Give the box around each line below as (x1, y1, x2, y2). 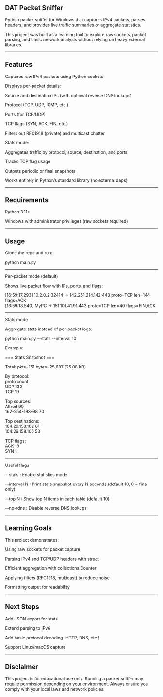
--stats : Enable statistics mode (5, 472, 68, 478)
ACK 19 (5, 443, 20, 449)
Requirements (5, 196, 49, 204)
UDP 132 (5, 384, 23, 389)
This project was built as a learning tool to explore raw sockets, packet (5, 31, 147, 37)
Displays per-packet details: (5, 83, 61, 89)
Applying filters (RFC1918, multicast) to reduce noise (5, 575, 110, 581)
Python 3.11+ (5, 209, 31, 215)
